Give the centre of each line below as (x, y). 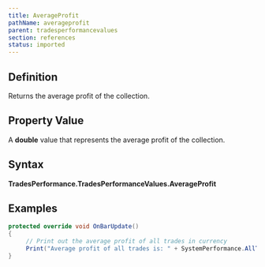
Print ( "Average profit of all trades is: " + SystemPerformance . (135, 249)
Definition (33, 77)
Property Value (46, 120)
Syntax (26, 165)
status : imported (37, 45)
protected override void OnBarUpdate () (74, 227)
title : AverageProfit (44, 15)
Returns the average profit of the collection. (79, 96)
